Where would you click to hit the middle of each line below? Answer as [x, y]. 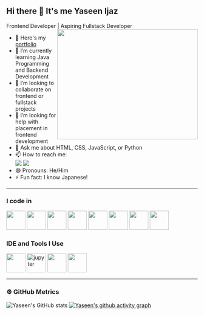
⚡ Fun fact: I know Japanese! [51, 177]
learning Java [32, 57]
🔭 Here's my [30, 38]
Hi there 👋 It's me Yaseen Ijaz [62, 11]
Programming [32, 63]
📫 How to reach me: [41, 154]
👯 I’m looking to [35, 83]
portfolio [25, 44]
